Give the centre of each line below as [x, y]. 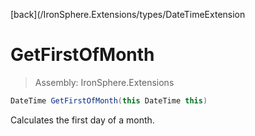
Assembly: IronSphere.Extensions [104, 82]
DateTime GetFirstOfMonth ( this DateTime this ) [109, 100]
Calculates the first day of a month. [82, 120]
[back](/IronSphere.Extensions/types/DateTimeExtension [128, 14]
